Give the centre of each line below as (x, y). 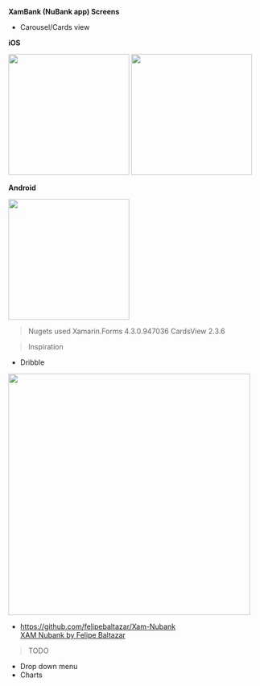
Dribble (32, 362)
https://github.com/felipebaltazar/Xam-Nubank (97, 626)
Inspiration (45, 347)
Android (22, 188)
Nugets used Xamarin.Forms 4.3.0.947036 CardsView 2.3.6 (126, 331)
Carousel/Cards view (55, 27)
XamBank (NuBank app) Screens (64, 12)
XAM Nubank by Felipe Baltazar (73, 635)
